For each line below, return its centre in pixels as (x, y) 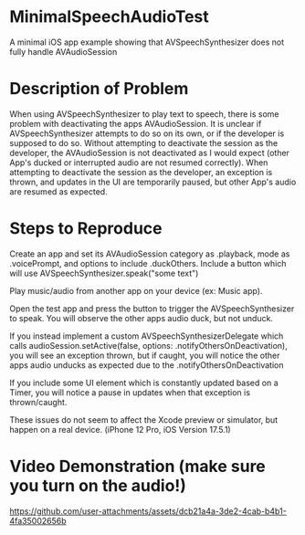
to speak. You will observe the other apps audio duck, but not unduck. (142, 318)
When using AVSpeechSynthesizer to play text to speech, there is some (144, 114)
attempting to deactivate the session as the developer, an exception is (141, 172)
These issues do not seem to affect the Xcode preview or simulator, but (144, 420)
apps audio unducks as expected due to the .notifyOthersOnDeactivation (147, 365)
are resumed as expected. (58, 191)
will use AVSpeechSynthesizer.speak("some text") (104, 273)
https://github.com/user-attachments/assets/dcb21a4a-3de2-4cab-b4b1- (148, 511)
